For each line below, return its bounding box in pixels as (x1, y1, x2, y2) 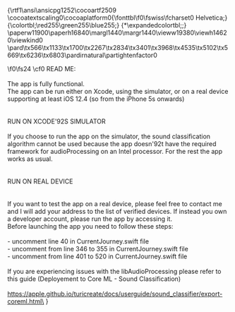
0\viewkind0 (7, 36, 44, 44)
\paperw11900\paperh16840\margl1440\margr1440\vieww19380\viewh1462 (7, 28, 227, 37)
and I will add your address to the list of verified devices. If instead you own (7, 208, 227, 215)
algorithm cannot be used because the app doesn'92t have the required (7, 140, 217, 148)
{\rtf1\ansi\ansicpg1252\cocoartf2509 (7, 6, 116, 14)
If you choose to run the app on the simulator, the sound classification (7, 132, 210, 140)
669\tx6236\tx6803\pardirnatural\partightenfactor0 (7, 51, 157, 59)
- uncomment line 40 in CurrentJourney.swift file (7, 237, 150, 246)
